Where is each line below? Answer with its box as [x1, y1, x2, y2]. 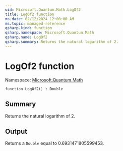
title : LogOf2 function [5, 12, 55, 17]
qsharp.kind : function [5, 26, 52, 31]
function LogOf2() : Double [5, 86, 63, 91]
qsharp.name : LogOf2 [5, 35, 48, 40]
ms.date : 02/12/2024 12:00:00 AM [5, 16, 74, 21]
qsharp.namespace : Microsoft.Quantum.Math [5, 30, 94, 35]
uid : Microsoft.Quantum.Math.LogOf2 [5, 7, 81, 12]
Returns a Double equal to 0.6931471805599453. [5, 140, 104, 146]
